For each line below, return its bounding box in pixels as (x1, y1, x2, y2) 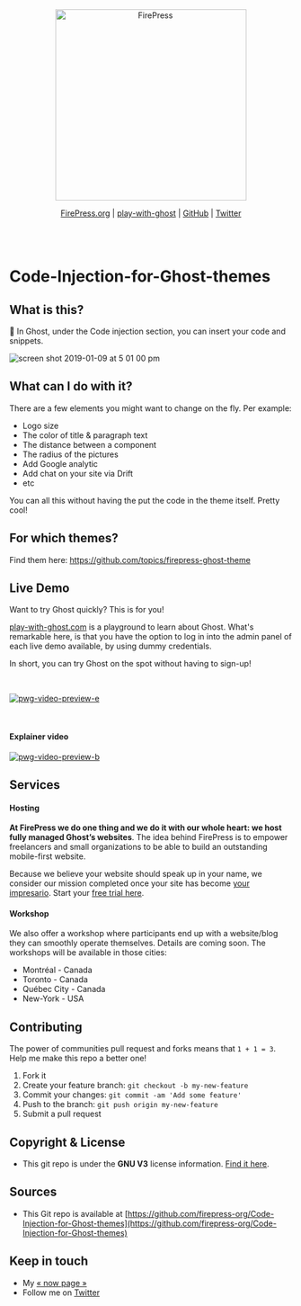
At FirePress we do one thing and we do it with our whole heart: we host (9, 822, 282, 833)
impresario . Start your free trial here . (9, 888, 145, 899)
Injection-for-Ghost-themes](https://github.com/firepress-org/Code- (22, 1218, 277, 1229)
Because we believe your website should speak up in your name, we (9, 869, 262, 880)
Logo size (22, 420, 59, 431)
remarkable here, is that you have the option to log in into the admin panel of (9, 631, 292, 642)
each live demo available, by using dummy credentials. (9, 640, 213, 652)
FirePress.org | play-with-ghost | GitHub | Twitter (60, 208, 242, 219)
